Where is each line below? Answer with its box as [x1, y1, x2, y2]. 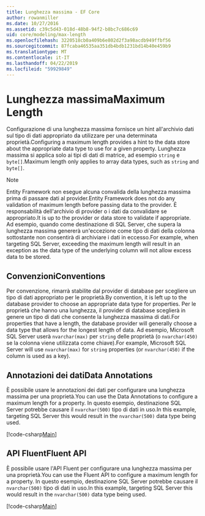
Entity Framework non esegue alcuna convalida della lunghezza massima [6, 188, 191, 196]
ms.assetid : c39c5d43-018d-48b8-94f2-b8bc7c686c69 [6, 26, 138, 32]
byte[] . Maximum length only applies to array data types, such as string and [6, 158, 199, 165]
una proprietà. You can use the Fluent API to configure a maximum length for [6, 471, 198, 478]
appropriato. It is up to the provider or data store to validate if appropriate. [6, 214, 192, 222]
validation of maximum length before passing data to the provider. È [6, 201, 177, 209]
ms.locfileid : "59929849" [6, 65, 72, 72]
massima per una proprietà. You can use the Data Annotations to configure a [6, 392, 198, 400]
